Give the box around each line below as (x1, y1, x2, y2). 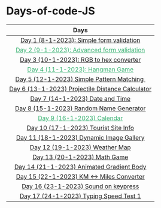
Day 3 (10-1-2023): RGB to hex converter (20, 55, 141, 64)
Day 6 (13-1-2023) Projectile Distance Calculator (9, 85, 152, 93)
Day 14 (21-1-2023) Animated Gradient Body (14, 162, 147, 171)
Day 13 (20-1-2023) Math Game (32, 153, 129, 161)
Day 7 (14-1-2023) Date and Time (30, 94, 130, 103)
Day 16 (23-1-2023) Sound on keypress (22, 182, 139, 190)
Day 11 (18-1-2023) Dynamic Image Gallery (16, 133, 145, 141)
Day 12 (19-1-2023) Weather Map (29, 143, 131, 151)
